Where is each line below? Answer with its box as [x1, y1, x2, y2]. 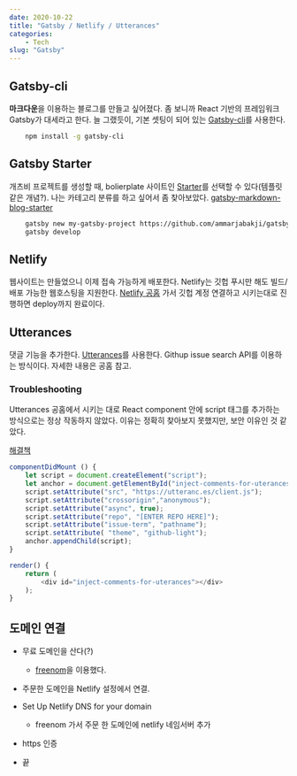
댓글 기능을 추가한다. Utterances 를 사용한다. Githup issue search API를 [9, 350, 259, 359]
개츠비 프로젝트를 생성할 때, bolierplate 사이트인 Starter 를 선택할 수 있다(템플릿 [9, 181, 283, 191]
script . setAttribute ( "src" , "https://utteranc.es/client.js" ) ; [25, 488, 263, 496]
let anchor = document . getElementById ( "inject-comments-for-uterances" [25, 480, 294, 488]
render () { [9, 561, 49, 570]
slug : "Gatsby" [9, 46, 65, 55]
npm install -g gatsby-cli [25, 132, 125, 141]
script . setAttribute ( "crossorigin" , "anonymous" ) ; [25, 496, 212, 504]
